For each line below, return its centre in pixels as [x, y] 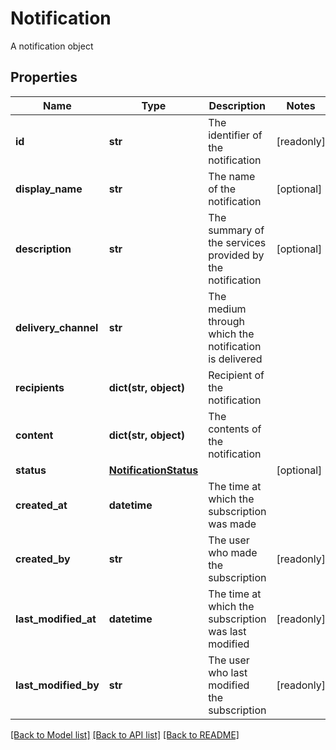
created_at [41, 505]
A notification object [52, 46]
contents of [235, 429]
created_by [43, 559]
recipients [40, 387]
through [226, 321]
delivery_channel [57, 327]
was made [232, 524]
